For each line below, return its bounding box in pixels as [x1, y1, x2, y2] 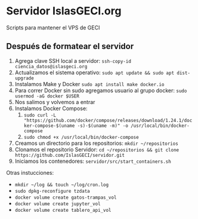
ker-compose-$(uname [23, 123, 75, 129]
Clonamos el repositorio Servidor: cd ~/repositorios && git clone [14, 145, 180, 153]
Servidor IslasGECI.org [6, 4, 122, 18]
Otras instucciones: [6, 169, 54, 176]
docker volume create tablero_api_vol [14, 207, 112, 213]
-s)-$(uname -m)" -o [77, 123, 128, 129]
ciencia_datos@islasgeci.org [14, 63, 88, 69]
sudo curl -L [23, 112, 57, 118]
